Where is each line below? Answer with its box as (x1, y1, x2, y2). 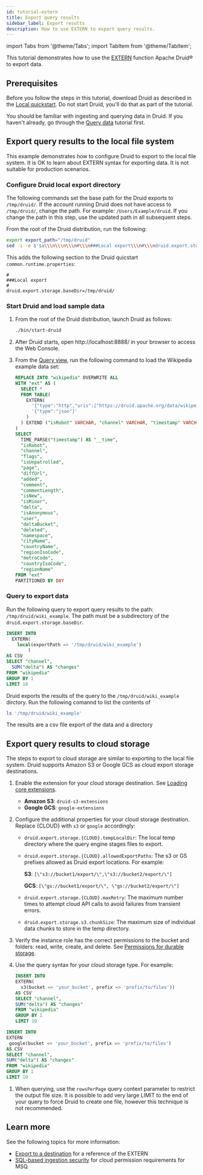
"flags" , (21, 454, 43, 460)
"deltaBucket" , (21, 521, 59, 527)
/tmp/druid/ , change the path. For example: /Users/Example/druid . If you (6, 207, 188, 215)
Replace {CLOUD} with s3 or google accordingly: (14, 822, 136, 829)
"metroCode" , (21, 555, 54, 561)
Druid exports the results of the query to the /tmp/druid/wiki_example (6, 692, 179, 699)
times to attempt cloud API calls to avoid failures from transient (24, 900, 181, 908)
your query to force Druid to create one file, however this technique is (14, 1098, 188, 1105)
